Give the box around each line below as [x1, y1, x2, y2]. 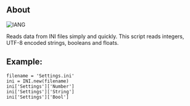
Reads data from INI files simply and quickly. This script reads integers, [6, 33, 185, 40]
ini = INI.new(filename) [6, 78, 69, 84]
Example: [6, 57, 42, 67]
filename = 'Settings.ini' [6, 73, 75, 79]
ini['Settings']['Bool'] [6, 94, 69, 100]
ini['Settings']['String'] [6, 88, 75, 94]
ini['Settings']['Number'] [6, 83, 75, 90]
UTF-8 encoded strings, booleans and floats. [6, 39, 119, 46]
